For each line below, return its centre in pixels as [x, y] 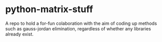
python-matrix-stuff [49, 9]
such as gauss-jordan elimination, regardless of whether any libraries [78, 28]
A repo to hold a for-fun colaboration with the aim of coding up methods [81, 23]
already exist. [19, 34]
